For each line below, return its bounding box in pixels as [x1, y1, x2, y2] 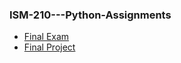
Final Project [23, 41, 76, 53]
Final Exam [23, 31, 70, 43]
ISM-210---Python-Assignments [9, 8, 172, 22]
